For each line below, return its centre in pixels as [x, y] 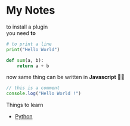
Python [24, 116]
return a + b [33, 66]
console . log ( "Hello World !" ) [44, 94]
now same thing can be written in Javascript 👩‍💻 [65, 77]
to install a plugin [27, 27]
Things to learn [25, 105]
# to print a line [29, 44]
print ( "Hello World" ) [33, 49]
